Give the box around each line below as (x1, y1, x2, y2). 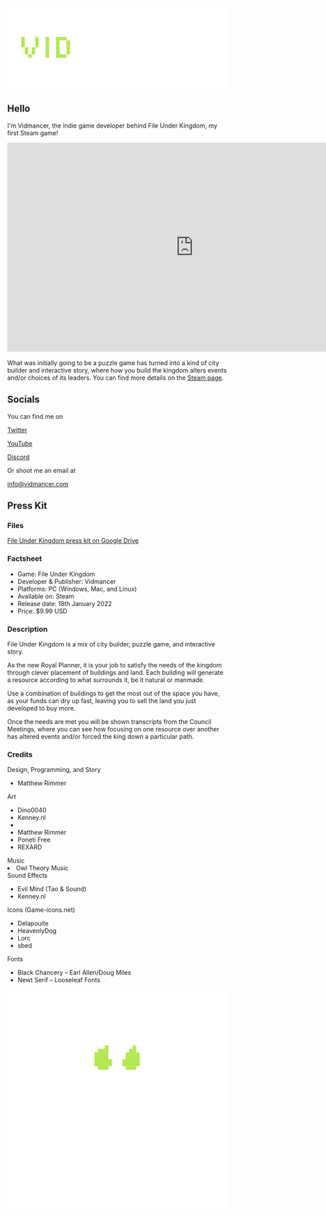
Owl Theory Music (16, 864, 69, 872)
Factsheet (7, 554, 42, 564)
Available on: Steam (17, 591, 75, 601)
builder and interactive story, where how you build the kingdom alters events (7, 366, 227, 374)
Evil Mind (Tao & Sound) (17, 885, 87, 893)
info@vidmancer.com (7, 479, 68, 488)
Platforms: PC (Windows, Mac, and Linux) (17, 585, 137, 593)
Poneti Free (17, 835, 51, 844)
